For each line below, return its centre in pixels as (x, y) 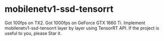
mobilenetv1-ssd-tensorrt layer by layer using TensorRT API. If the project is (82, 28)
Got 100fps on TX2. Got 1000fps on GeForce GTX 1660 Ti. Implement (75, 23)
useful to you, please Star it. (33, 33)
